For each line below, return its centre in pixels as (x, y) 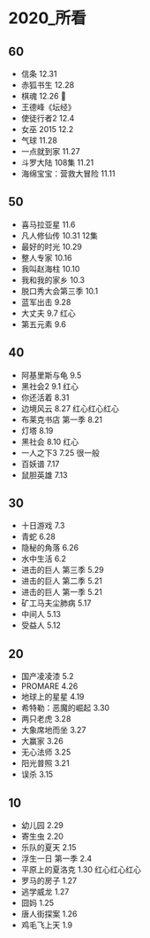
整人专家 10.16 (46, 257)
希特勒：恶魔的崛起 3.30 (65, 708)
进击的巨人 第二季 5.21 (61, 581)
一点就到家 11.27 (50, 151)
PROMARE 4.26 (49, 686)
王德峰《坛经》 (48, 107)
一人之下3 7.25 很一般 (60, 452)
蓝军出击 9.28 (46, 301)
